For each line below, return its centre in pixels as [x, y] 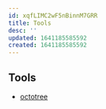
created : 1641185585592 [48, 45]
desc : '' [23, 30]
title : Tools [30, 23]
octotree [33, 96]
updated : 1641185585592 [48, 38]
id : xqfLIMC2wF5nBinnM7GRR [53, 16]
